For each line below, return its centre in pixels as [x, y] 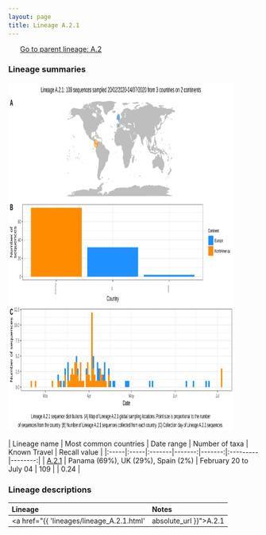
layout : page [30, 17]
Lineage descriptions [50, 490]
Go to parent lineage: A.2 [61, 49]
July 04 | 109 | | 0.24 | [44, 469]
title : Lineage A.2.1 [44, 25]
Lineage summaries [47, 69]
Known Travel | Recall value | [56, 452]
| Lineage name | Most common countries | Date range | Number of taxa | [128, 443]
